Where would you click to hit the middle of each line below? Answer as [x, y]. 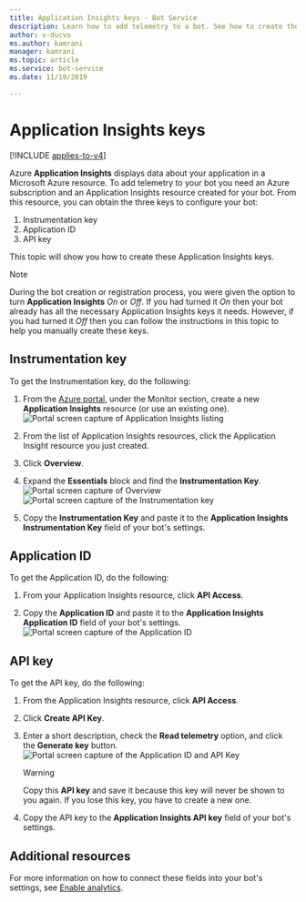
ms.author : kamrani [46, 43]
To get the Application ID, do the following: [89, 578]
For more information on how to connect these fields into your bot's [136, 877]
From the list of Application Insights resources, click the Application [149, 436]
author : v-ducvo [40, 35]
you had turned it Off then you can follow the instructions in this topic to [144, 320]
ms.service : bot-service [56, 69]
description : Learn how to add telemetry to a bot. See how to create [146, 26]
